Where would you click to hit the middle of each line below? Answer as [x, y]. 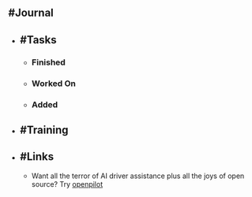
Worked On [54, 84]
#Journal [31, 13]
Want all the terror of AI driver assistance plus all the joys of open [138, 176]
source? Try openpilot [67, 184]
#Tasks [38, 40]
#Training [44, 130]
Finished [48, 62]
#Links [37, 157]
